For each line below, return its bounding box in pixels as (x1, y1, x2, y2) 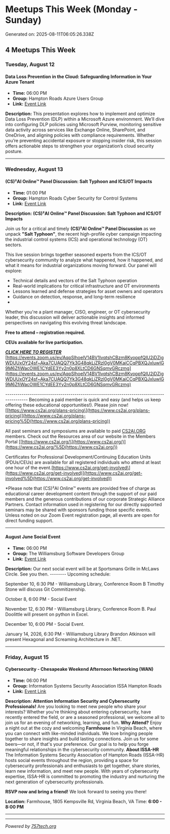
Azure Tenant (5, 79, 34, 85)
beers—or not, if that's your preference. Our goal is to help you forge (5, 741, 149, 747)
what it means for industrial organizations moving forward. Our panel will (5, 262, 157, 268)
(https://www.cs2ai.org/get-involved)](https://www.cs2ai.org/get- (5, 470, 143, 476)
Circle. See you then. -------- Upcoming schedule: (5, 571, 111, 577)
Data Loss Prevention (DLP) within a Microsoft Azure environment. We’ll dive (5, 116, 164, 122)
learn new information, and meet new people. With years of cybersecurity (5, 768, 159, 774)
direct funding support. (5, 517, 54, 523)
